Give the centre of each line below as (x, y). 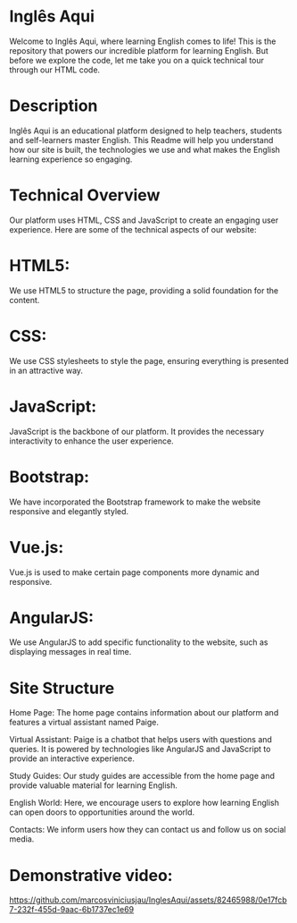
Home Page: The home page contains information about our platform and (144, 713)
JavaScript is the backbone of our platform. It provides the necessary (137, 431)
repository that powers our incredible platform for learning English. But (139, 50)
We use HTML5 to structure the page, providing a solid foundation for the (144, 290)
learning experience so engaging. (71, 159)
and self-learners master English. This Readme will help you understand (141, 140)
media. (22, 839)
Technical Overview (85, 195)
